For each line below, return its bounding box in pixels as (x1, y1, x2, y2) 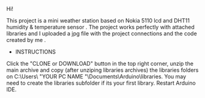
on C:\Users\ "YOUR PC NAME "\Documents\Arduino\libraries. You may (6, 73, 187, 80)
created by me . (6, 37, 46, 43)
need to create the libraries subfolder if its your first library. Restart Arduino (6, 79, 196, 86)
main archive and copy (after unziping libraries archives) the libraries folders (6, 66, 199, 74)
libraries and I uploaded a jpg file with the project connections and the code (6, 30, 197, 37)
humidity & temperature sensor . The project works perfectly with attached (6, 24, 195, 30)
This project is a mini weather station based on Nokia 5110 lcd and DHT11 (6, 17, 190, 24)
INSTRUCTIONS (15, 48, 56, 55)
